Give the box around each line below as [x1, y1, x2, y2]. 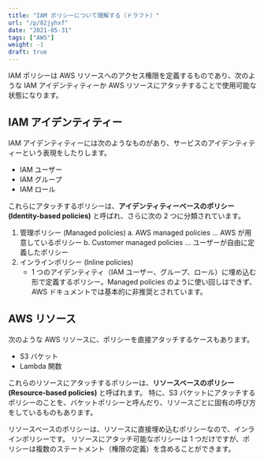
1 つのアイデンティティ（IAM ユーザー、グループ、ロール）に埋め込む [31, 267, 257, 277]
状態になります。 [8, 91, 63, 99]
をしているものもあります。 [8, 407, 98, 417]
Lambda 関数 [19, 361, 62, 370]
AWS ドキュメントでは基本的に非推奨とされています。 [31, 287, 207, 296]
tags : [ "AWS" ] [8, 33, 55, 42]
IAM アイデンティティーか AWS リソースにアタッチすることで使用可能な [23, 80, 257, 90]
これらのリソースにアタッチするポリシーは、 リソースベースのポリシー [8, 377, 235, 387]
